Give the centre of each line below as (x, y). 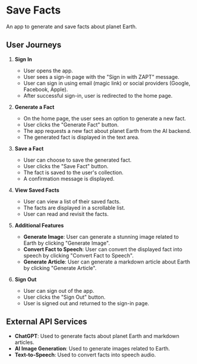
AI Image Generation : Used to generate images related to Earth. (92, 348)
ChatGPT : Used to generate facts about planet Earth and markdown (97, 336)
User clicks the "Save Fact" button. (66, 166)
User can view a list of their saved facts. (72, 201)
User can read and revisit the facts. (66, 214)
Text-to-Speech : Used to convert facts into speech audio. (85, 355)
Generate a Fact (34, 107)
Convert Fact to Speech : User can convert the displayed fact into (103, 249)
